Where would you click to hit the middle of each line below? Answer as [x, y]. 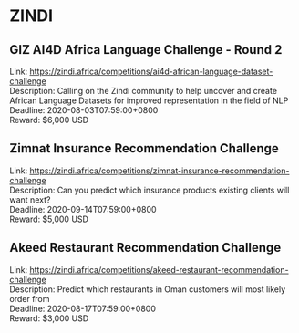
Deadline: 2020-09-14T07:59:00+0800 [83, 209]
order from [30, 298]
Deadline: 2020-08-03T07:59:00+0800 [84, 110]
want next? [30, 199]
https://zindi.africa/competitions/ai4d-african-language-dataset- [151, 71]
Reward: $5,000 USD [49, 219]
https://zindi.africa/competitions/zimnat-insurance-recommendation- [160, 171]
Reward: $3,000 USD [49, 318]
